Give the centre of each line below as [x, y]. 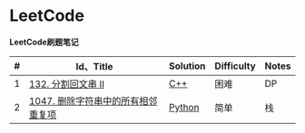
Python [184, 107]
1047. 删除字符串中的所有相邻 [93, 100]
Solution [187, 66]
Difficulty [235, 66]
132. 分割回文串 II [67, 84]
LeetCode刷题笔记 [44, 42]
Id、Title [94, 66]
